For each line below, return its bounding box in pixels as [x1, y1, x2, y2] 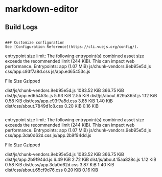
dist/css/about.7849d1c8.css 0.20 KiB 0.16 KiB [5, 103, 99, 109]
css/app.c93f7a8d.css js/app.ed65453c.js [5, 68, 91, 74]
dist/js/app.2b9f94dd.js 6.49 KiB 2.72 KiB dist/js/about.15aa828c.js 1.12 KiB [5, 156, 157, 162]
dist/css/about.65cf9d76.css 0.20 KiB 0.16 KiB [5, 167, 98, 173]
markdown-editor [5, 3, 78, 15]
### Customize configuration [5, 40, 65, 45]
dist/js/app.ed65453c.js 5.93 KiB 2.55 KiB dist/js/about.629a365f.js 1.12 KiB [5, 93, 158, 98]
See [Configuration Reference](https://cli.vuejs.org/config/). [5, 44, 139, 49]
